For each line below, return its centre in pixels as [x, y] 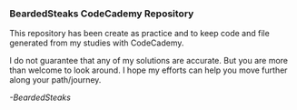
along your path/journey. [55, 80]
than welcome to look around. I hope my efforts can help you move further [148, 70]
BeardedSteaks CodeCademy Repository [102, 14]
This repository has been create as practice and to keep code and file [139, 34]
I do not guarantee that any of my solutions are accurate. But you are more [149, 61]
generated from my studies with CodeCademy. [97, 43]
